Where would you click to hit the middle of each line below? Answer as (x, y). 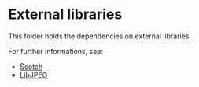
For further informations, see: (56, 51)
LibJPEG (33, 74)
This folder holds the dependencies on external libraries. (99, 36)
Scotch (31, 66)
